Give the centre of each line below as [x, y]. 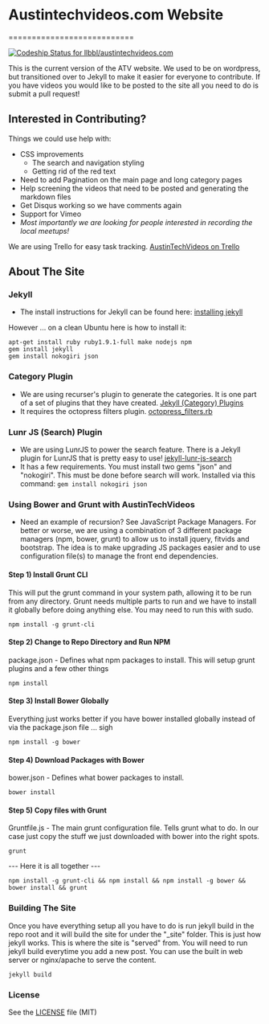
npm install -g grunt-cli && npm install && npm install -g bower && [127, 881]
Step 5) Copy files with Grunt [57, 810]
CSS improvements [52, 154]
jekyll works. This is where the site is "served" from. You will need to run [128, 943]
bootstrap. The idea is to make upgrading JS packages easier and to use [140, 547]
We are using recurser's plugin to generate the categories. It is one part [138, 394]
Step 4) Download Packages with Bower [76, 760]
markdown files [45, 197]
